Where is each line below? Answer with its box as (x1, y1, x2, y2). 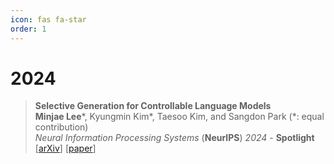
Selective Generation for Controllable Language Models (34, 100, 272, 112)
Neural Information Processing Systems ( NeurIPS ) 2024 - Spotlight (34, 132, 315, 144)
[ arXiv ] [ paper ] (34, 142, 97, 155)
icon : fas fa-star (10, 14, 87, 25)
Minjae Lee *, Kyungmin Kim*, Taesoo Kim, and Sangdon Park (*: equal (34, 111, 325, 123)
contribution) (34, 121, 89, 133)
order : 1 (10, 24, 47, 34)
